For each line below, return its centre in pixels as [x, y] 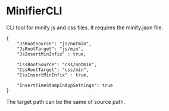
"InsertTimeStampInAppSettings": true [65, 85]
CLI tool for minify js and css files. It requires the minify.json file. [85, 27]
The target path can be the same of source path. [66, 101]
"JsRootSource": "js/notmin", [54, 44]
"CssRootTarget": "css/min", [53, 70]
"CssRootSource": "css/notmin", [57, 64]
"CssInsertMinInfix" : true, [53, 75]
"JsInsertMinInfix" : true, [51, 54]
